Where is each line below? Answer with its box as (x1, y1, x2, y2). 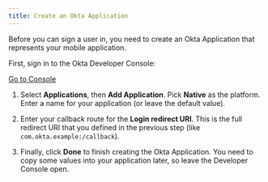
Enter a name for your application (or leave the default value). (19, 98, 225, 108)
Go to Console (8, 74, 57, 83)
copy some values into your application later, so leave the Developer (19, 155, 249, 165)
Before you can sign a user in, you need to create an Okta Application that (8, 34, 255, 44)
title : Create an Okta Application (8, 11, 129, 20)
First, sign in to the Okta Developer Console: (8, 58, 156, 68)
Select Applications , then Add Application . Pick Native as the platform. (19, 90, 261, 99)
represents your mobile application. (8, 42, 127, 53)
